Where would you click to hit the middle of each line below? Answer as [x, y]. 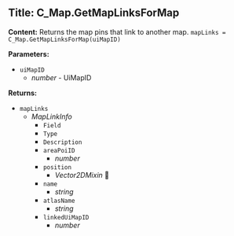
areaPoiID [59, 150]
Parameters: [29, 53]
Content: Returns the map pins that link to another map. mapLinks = [117, 31]
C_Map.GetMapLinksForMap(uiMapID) [65, 39]
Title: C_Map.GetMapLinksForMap [94, 13]
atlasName [59, 201]
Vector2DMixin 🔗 [82, 175]
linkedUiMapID [66, 217]
